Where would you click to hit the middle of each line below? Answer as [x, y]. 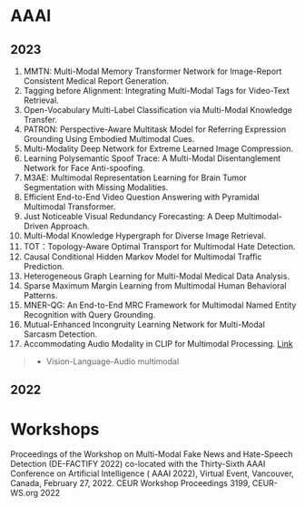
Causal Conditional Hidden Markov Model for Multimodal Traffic [143, 257]
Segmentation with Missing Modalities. [96, 187]
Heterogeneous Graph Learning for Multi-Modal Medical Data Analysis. [156, 276]
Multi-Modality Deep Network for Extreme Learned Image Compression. [158, 148]
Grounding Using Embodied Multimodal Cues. [109, 139]
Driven [36, 226]
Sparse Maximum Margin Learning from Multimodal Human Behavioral [155, 286]
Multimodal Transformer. [69, 207]
